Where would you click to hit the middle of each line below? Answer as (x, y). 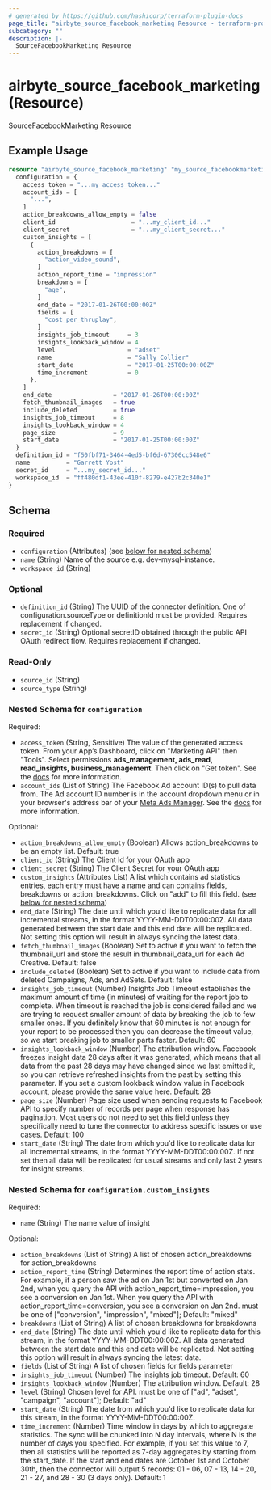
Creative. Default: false (58, 963)
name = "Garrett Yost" (70, 462)
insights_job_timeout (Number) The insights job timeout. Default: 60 (135, 1374)
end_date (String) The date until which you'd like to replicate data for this (140, 1332)
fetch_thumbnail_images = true (79, 403)
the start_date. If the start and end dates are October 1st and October (135, 1461)
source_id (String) (50, 679)
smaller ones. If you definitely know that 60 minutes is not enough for (135, 1023)
